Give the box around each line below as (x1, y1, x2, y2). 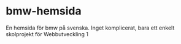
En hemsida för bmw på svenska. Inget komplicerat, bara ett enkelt (6, 24, 175, 31)
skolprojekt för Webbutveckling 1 (6, 30, 88, 37)
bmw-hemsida (6, 4, 82, 18)
